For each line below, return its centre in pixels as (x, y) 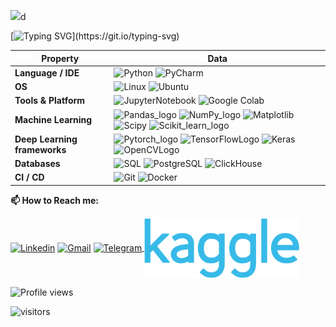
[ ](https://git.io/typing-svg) (95, 36)
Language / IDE (47, 72)
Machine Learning (53, 119)
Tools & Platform (50, 101)
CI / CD (29, 177)
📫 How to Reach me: (55, 200)
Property (60, 58)
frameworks (40, 149)
